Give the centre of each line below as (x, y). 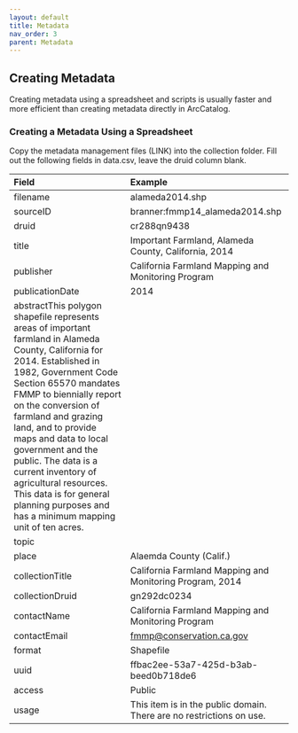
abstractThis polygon (58, 306)
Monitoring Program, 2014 (186, 581)
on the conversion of (57, 406)
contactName (42, 616)
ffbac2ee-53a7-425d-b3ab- (194, 665)
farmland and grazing (59, 417)
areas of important (52, 328)
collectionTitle (43, 576)
